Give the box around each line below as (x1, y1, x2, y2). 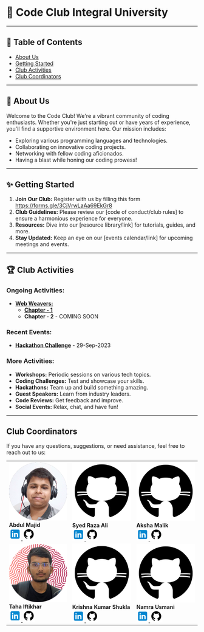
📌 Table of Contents (6, 37, 83, 47)
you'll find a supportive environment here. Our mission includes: (6, 125, 166, 132)
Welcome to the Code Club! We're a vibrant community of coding (6, 112, 170, 119)
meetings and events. (15, 241, 69, 248)
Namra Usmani (136, 603, 175, 610)
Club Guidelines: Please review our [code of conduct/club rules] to (15, 208, 184, 216)
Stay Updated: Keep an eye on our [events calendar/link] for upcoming (15, 234, 193, 242)
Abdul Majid (8, 521, 41, 529)
